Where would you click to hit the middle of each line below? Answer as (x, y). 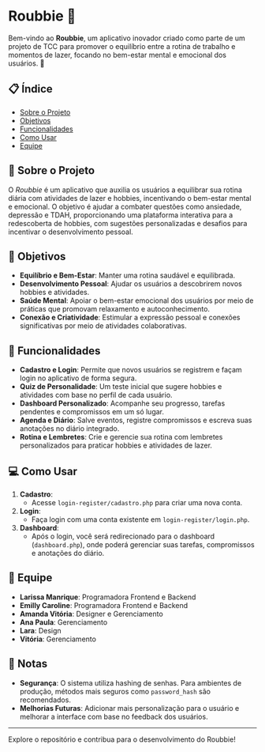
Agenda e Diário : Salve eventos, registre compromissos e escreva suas (136, 420)
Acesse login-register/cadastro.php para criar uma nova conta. (137, 503)
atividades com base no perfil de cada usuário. (96, 395)
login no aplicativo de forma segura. (78, 378)
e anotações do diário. (68, 553)
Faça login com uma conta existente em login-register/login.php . (140, 520)
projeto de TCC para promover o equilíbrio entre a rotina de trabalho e (122, 46)
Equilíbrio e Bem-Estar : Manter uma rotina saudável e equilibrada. (127, 275)
